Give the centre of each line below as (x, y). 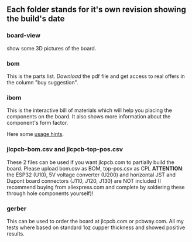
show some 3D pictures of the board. (52, 48)
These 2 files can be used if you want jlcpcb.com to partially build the (90, 162)
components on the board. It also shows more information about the (89, 117)
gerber (17, 209)
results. (16, 233)
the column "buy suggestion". (42, 82)
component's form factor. (37, 123)
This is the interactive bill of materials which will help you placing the (89, 110)
